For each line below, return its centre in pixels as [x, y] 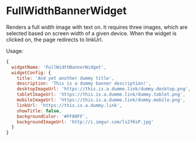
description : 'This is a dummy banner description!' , [84, 83]
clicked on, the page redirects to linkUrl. [54, 39]
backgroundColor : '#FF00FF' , [52, 116]
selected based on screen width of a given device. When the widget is [91, 33]
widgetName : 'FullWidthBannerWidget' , [59, 67]
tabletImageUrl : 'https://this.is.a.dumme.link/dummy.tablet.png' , [101, 95]
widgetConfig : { [31, 73]
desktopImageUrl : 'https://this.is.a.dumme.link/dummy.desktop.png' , [104, 89]
